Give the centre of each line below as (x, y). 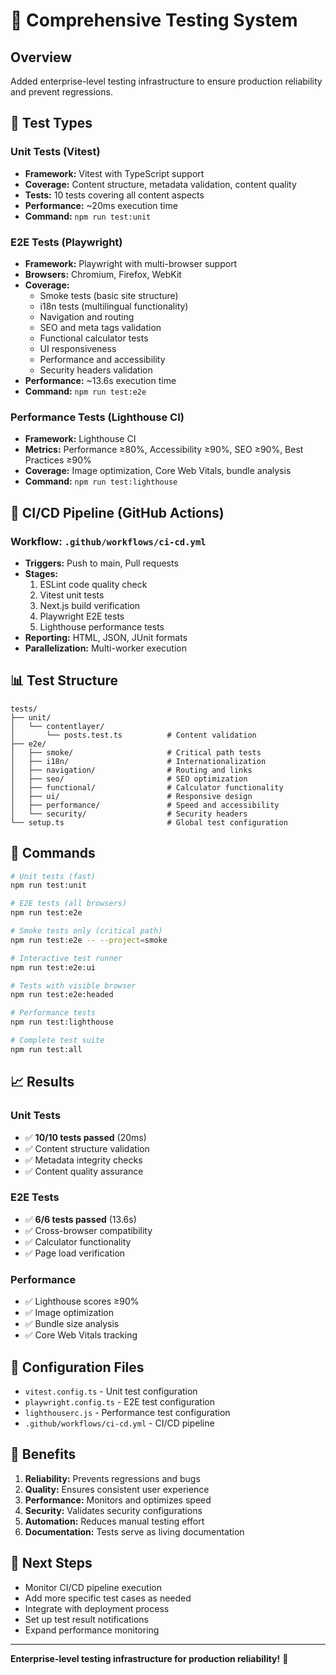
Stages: (41, 573)
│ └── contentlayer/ (57, 726)
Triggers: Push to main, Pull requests (101, 563)
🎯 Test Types (51, 123)
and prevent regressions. (61, 92)
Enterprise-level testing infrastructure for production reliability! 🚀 (149, 1658)
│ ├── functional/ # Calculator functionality (147, 787)
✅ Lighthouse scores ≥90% (82, 1301)
